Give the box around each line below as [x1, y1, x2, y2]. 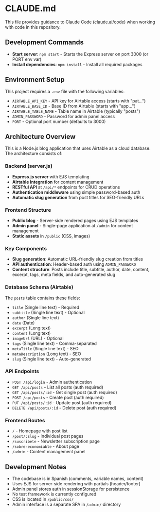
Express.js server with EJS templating [12, 173, 89, 180]
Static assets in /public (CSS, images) [12, 233, 90, 239]
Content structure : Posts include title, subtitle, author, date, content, [12, 267, 150, 273]
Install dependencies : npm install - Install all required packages [12, 61, 142, 67]
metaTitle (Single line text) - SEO [12, 345, 79, 351]
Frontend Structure [5, 206, 52, 213]
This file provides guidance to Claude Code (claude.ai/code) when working [5, 19, 156, 25]
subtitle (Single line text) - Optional [12, 309, 85, 315]
